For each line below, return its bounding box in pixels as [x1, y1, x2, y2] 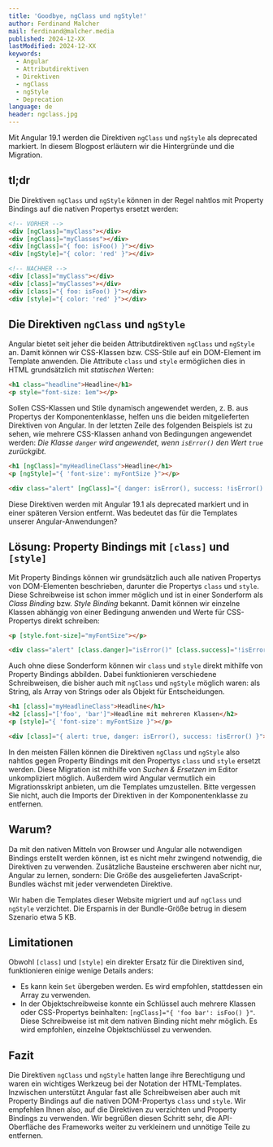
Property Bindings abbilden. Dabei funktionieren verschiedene [8, 670, 217, 679]
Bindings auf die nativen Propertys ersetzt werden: [8, 204, 179, 213]
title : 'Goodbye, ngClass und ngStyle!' [8, 11, 148, 20]
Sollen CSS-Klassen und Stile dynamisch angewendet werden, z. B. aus [8, 403, 249, 413]
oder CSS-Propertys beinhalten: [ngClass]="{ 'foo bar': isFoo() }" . [19, 1008, 256, 1017]
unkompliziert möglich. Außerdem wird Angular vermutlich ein [8, 773, 216, 783]
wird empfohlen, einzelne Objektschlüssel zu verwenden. [19, 1025, 213, 1035]
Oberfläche [8, 1122, 46, 1132]
